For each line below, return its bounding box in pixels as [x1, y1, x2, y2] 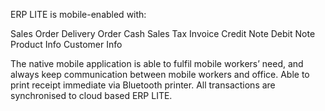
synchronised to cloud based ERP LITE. [10, 90, 173, 101]
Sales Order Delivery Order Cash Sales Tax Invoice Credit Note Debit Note [10, 28, 316, 39]
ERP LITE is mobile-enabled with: [10, 9, 147, 20]
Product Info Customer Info [10, 39, 123, 50]
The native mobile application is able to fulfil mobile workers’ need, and [10, 58, 304, 69]
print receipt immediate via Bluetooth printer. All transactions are [10, 79, 276, 91]
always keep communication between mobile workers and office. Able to [10, 69, 310, 80]
